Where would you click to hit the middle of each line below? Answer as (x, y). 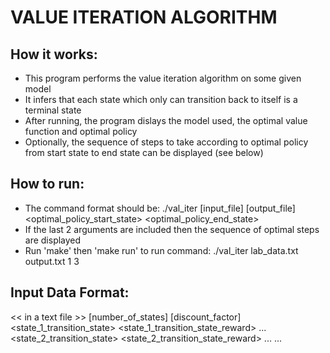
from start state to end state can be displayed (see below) (144, 152)
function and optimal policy (81, 131)
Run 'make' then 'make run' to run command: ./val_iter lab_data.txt (161, 250)
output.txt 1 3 (52, 261)
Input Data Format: (70, 292)
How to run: (47, 184)
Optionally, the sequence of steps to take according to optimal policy (166, 142)
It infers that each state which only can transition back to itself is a (161, 99)
